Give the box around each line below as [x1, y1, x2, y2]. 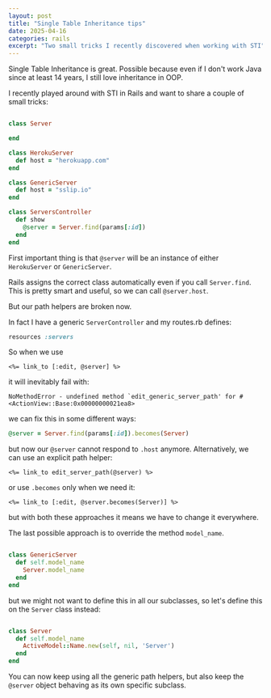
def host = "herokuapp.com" [15, 156, 110, 164]
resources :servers [8, 332, 74, 341]
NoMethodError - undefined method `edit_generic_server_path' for [8, 393, 236, 401]
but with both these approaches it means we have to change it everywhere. [8, 513, 260, 522]
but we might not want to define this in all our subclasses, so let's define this [8, 595, 263, 605]
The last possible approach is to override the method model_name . [8, 528, 224, 538]
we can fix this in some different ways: [8, 414, 136, 424]
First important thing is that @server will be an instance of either [8, 252, 219, 263]
